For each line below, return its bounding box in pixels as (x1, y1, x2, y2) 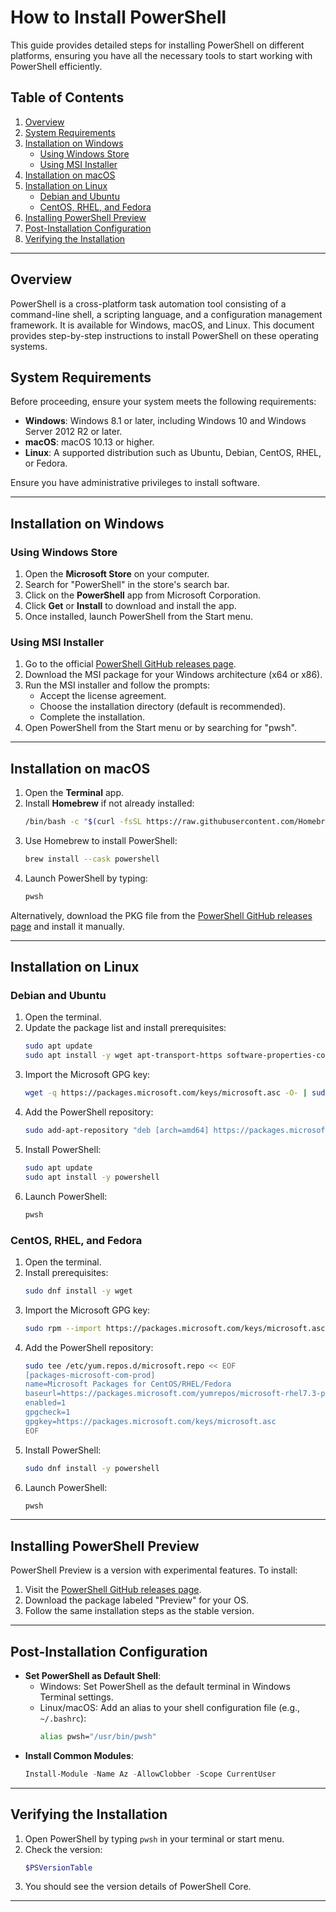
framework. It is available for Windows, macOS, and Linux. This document (10, 319, 315, 331)
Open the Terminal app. (24, 787, 124, 799)
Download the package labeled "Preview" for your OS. (24, 1594, 249, 1606)
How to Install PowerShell (10, 6, 227, 29)
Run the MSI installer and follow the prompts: (24, 679, 211, 691)
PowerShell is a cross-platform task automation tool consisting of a (10, 297, 287, 310)
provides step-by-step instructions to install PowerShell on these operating (10, 329, 319, 341)
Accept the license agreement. (39, 690, 167, 702)
